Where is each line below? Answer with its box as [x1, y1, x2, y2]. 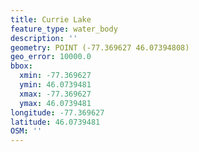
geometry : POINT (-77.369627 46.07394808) [10, 42, 190, 53]
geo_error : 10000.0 [10, 52, 92, 62]
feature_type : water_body [10, 24, 118, 34]
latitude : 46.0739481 [10, 117, 101, 127]
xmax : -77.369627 [19, 89, 92, 99]
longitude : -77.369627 [10, 107, 105, 118]
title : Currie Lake [10, 14, 92, 25]
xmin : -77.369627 [19, 71, 92, 81]
